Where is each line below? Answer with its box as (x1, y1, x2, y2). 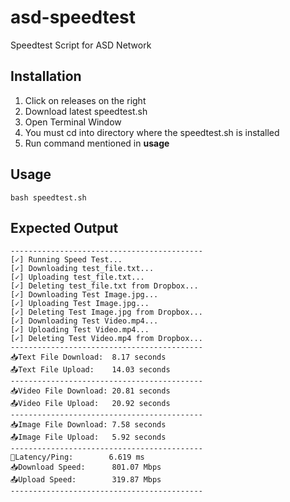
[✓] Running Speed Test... (10, 255, 123, 265)
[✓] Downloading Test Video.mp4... (10, 316, 159, 326)
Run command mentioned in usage (24, 137, 170, 149)
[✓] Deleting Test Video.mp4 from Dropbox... (10, 334, 203, 344)
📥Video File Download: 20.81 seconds (10, 386, 171, 396)
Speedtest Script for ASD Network (10, 39, 152, 51)
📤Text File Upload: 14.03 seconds (10, 365, 171, 375)
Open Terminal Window (24, 116, 122, 128)
